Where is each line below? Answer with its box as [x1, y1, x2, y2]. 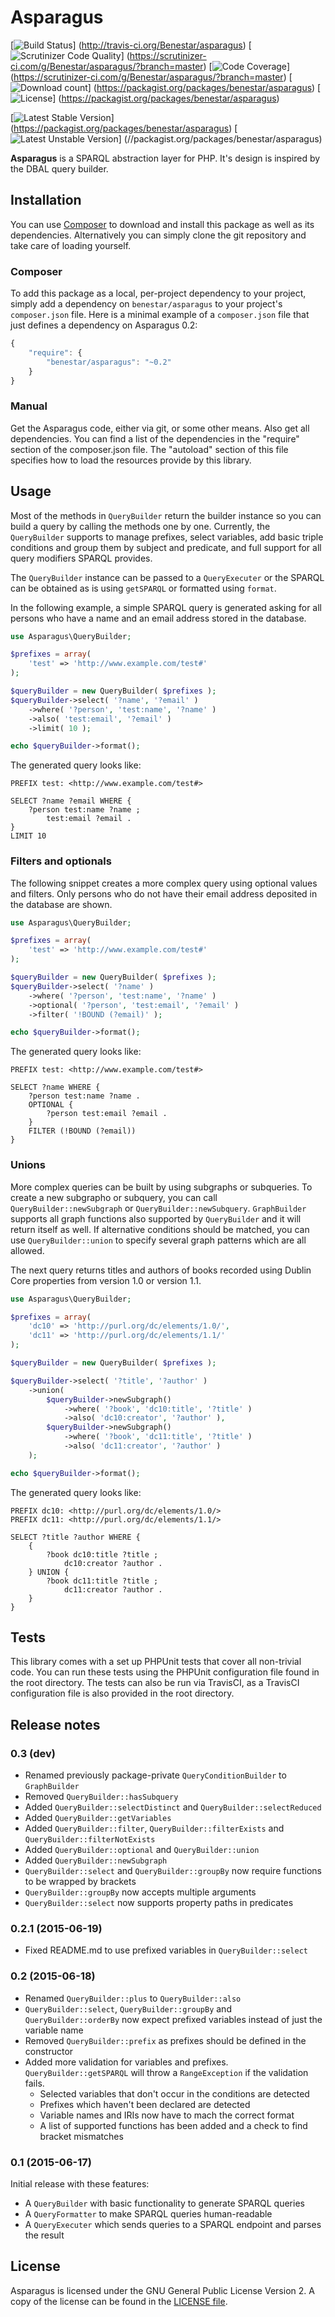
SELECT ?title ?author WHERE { [10, 1532, 141, 1542]
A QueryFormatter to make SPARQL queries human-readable [24, 2208, 273, 2220]
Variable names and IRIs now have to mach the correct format [39, 2109, 295, 2121]
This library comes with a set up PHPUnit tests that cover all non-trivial [10, 1656, 302, 1668]
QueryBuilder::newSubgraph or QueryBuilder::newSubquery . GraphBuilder [10, 1202, 307, 1214]
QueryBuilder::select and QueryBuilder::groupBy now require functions [24, 1865, 323, 1877]
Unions [10, 1158, 46, 1172]
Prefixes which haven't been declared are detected [39, 2098, 251, 2110]
